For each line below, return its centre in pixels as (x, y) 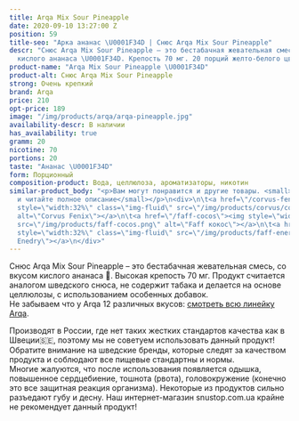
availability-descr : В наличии (67, 125)
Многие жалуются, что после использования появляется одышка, (135, 369)
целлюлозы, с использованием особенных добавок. (109, 295)
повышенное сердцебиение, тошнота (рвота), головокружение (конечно (148, 378)
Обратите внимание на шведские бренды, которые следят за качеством (148, 350)
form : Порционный (41, 174)
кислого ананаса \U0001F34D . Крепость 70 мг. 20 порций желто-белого (149, 59)
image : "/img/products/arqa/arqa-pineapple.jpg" (101, 117)
